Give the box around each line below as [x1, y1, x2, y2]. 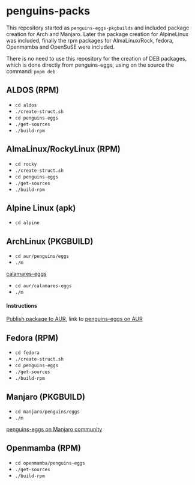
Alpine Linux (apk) [6, 203, 76, 213]
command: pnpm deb [6, 67, 56, 75]
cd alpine [14, 220, 40, 226]
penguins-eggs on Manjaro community [6, 426, 103, 433]
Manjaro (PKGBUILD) [6, 392, 86, 402]
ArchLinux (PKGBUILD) [6, 236, 94, 246]
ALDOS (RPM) [6, 85, 59, 96]
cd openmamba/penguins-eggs [14, 460, 85, 466]
